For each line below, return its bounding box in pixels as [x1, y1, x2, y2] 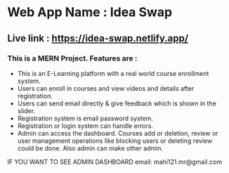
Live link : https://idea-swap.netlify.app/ [7, 32, 188, 44]
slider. [17, 106, 36, 115]
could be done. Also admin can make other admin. [17, 143, 164, 152]
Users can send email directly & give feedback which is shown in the [17, 99, 216, 108]
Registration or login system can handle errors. [17, 121, 153, 130]
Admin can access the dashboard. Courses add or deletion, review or [17, 129, 219, 137]
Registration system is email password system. [17, 114, 153, 122]
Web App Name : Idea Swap [7, 4, 173, 20]
